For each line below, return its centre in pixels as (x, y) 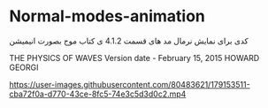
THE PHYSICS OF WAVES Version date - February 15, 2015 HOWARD (134, 58)
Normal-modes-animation (107, 16)
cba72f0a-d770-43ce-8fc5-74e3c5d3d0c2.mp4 (98, 94)
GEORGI (24, 67)
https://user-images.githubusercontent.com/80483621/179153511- (130, 84)
